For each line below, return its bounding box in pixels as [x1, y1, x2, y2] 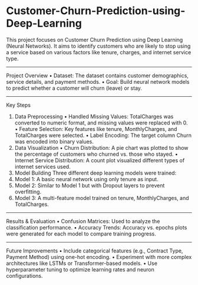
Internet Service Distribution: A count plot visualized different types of [14, 156, 185, 163]
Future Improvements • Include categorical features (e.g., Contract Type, [6, 247, 183, 254]
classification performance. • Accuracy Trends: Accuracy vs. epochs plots [6, 224, 187, 231]
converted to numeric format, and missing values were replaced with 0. [14, 119, 188, 126]
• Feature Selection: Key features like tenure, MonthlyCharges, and [14, 125, 177, 132]
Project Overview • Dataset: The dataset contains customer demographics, [6, 72, 189, 79]
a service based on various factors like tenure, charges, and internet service [6, 48, 192, 55]
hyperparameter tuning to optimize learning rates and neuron [6, 266, 155, 273]
